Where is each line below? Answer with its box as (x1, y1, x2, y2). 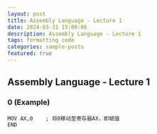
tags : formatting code (7, 37, 75, 44)
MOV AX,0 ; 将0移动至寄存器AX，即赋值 (7, 115, 120, 122)
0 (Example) (7, 97, 50, 107)
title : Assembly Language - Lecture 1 (7, 17, 122, 24)
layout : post (7, 10, 46, 18)
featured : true (7, 50, 53, 57)
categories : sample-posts (7, 43, 84, 50)
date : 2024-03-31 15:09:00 (7, 23, 87, 30)
